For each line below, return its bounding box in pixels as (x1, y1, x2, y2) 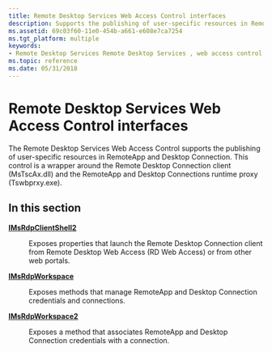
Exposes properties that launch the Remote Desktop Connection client (28, 238, 263, 248)
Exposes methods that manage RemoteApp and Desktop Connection (28, 286, 257, 296)
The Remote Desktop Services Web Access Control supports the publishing (8, 143, 261, 153)
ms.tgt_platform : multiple (8, 34, 100, 43)
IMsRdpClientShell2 (8, 223, 77, 232)
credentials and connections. (28, 295, 125, 305)
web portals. (28, 256, 70, 265)
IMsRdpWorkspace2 (8, 311, 79, 320)
